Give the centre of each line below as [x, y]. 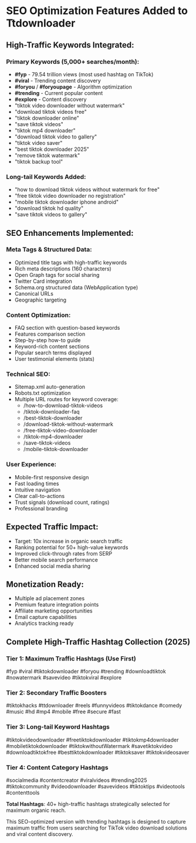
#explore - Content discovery [50, 99]
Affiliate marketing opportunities [53, 611]
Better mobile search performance [56, 560]
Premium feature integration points [57, 605]
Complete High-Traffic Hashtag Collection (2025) [98, 641]
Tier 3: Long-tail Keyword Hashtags [58, 727]
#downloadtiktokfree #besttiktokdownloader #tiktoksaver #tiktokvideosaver [98, 752]
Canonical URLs [34, 293]
